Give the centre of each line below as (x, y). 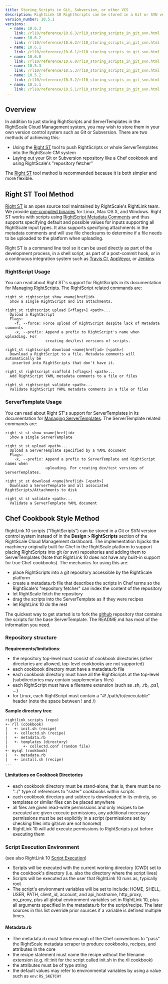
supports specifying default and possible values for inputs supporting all (80, 222)
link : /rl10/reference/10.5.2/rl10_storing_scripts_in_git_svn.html (87, 80)
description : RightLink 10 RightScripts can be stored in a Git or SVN (81, 15)
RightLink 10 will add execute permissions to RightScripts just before (83, 829)
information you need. (28, 625)
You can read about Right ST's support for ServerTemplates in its (72, 413)
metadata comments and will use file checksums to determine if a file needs (83, 233)
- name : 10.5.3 (25, 66)
